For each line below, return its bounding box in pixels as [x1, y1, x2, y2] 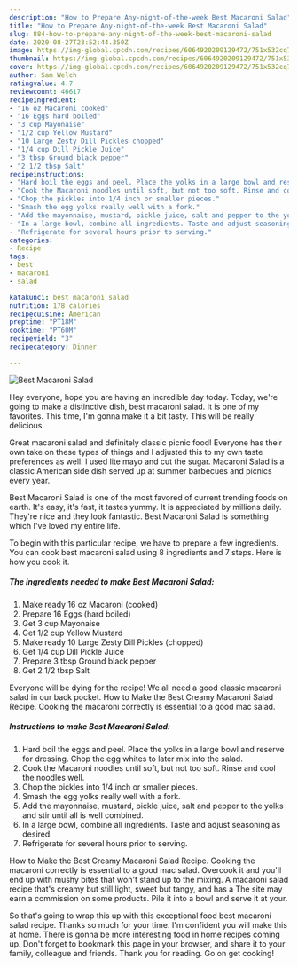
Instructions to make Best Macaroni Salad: [9, 721, 171, 732]
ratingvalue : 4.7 [9, 79, 74, 88]
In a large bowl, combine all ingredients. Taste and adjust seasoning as [21, 819, 281, 829]
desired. [21, 829, 53, 839]
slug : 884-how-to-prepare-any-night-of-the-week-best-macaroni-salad [9, 29, 272, 38]
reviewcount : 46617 [9, 87, 82, 96]
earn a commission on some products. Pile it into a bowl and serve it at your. [9, 892, 288, 903]
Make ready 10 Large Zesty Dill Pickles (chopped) [21, 636, 204, 648]
